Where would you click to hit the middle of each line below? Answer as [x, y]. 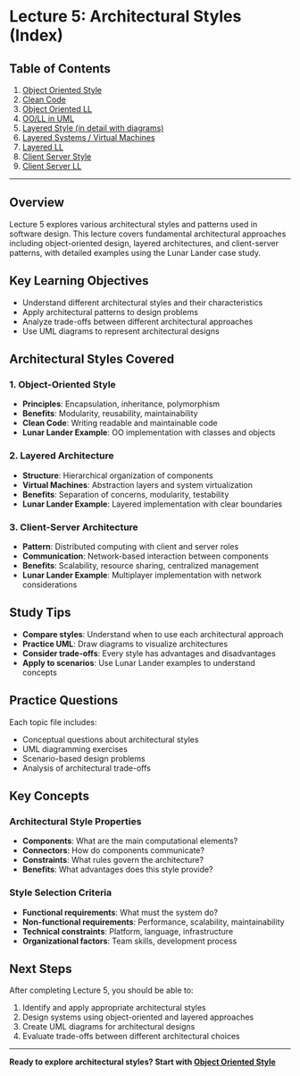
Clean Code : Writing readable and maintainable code [120, 423]
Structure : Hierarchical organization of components [117, 475]
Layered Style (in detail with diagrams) [93, 128]
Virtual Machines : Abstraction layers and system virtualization [137, 484]
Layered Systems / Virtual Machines [88, 137]
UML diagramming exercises [75, 748]
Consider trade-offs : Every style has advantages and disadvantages [149, 653]
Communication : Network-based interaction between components [146, 556]
